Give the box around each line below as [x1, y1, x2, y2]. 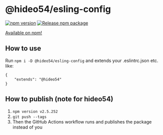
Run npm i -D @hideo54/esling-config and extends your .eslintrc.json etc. [5, 57, 158, 63]
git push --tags [12, 114, 47, 119]
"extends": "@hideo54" [14, 76, 62, 82]
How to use [5, 44, 41, 53]
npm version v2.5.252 [12, 109, 58, 114]
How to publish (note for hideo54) [5, 95, 114, 103]
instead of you [12, 124, 43, 130]
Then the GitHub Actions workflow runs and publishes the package [12, 118, 152, 124]
